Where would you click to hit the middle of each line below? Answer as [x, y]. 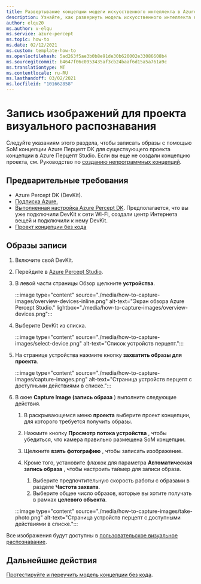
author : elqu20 [25, 23]
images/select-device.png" [48, 343]
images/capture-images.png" [51, 379]
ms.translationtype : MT [36, 67]
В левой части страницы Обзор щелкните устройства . [85, 283]
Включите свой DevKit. [44, 260]
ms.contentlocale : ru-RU [37, 73]
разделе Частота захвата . [66, 487]
